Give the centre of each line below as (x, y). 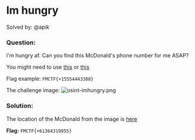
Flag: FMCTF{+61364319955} (39, 130)
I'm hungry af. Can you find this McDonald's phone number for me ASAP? (97, 56)
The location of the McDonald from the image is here (72, 119)
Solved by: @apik (28, 27)
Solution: (20, 106)
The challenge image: (33, 90)
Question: (21, 42)
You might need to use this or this (48, 67)
